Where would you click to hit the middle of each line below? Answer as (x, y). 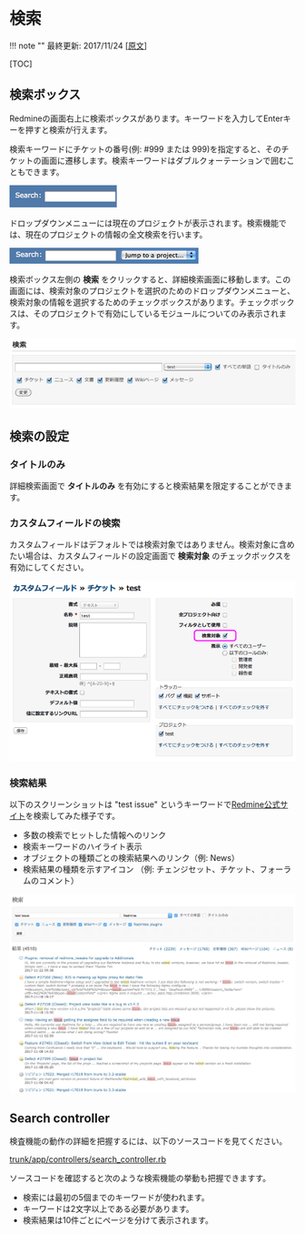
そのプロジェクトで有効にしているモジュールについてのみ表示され (156, 313)
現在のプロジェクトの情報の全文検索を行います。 (116, 234)
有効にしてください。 (49, 567)
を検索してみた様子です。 (73, 815)
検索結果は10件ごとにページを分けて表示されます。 (118, 1220)
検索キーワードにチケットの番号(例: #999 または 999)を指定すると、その (145, 149)
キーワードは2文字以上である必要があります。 (108, 1209)
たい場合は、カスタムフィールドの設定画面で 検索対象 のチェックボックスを (151, 556)
